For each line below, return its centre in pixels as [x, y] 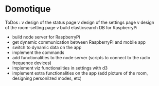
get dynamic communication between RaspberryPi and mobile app [79, 42]
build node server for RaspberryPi [46, 37]
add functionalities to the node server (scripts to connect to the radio [81, 57]
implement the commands [38, 52]
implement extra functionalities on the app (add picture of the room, [80, 73]
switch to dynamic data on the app [47, 47]
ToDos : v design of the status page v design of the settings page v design [80, 22]
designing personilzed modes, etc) [47, 78]
